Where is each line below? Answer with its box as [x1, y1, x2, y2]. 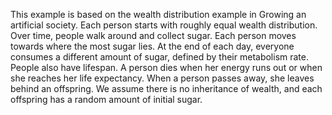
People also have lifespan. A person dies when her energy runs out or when [10, 62, 323, 73]
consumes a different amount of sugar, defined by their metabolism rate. [10, 51, 310, 63]
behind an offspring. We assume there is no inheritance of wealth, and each [10, 83, 323, 94]
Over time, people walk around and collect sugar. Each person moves [10, 30, 297, 41]
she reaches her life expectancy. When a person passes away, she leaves [10, 72, 315, 84]
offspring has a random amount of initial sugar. [10, 94, 203, 105]
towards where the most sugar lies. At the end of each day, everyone [10, 40, 295, 52]
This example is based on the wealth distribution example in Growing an [10, 9, 307, 20]
